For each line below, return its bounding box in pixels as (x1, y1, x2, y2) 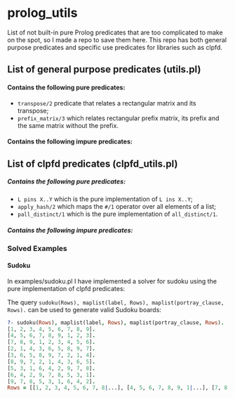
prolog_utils (7, 5, 78, 21)
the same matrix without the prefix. (17, 121, 119, 129)
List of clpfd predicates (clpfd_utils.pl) (7, 158, 178, 169)
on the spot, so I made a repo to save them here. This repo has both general (7, 35, 227, 44)
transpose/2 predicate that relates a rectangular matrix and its (17, 98, 196, 107)
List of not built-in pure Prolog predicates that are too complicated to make (7, 28, 223, 37)
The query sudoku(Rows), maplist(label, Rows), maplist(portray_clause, (7, 297, 224, 307)
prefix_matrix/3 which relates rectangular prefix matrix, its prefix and (17, 114, 220, 122)
